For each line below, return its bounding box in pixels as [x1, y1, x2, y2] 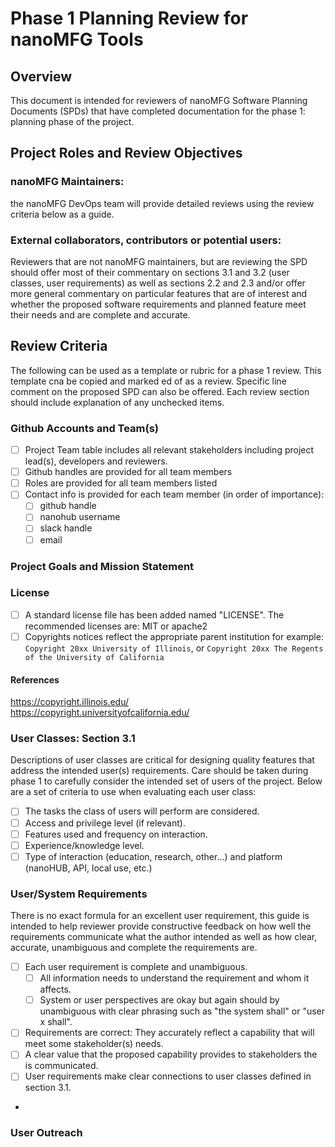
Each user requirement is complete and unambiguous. [24, 961, 248, 973]
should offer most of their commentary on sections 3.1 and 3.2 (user [10, 266, 290, 278]
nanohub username [39, 511, 121, 523]
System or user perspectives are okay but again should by [39, 994, 280, 1006]
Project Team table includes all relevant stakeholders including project [24, 444, 315, 456]
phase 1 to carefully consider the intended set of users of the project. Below [10, 775, 323, 787]
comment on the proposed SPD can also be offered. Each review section [10, 385, 310, 397]
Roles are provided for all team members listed [24, 477, 218, 489]
